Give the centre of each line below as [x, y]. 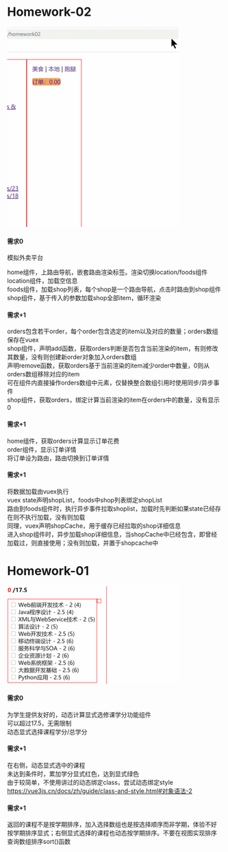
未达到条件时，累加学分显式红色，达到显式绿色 [73, 774]
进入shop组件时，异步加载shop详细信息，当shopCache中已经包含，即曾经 [112, 534]
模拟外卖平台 [25, 258]
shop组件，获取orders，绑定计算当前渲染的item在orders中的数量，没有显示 [114, 400]
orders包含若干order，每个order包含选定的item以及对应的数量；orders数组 [113, 331]
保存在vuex [23, 340]
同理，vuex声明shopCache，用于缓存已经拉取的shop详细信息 [94, 526]
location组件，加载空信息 [42, 281]
